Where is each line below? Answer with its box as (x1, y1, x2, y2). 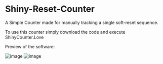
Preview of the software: (5, 43, 55, 49)
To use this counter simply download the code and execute (5, 29, 125, 35)
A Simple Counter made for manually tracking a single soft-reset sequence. (5, 20, 159, 25)
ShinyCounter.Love (5, 34, 44, 40)
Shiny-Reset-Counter (5, 3, 95, 15)
